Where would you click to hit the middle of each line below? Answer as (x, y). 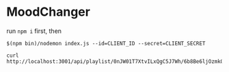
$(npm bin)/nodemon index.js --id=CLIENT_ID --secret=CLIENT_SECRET (106, 43)
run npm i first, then (34, 31)
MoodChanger (48, 12)
